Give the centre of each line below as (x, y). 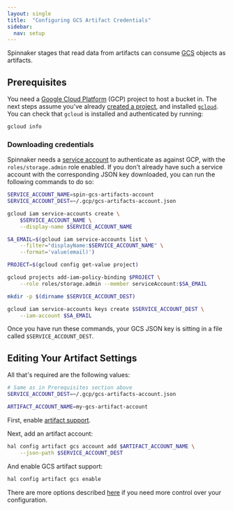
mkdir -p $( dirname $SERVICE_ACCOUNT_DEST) (72, 296)
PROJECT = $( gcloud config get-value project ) (73, 265)
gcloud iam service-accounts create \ (63, 213)
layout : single (29, 14)
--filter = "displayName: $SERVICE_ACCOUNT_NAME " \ (92, 246)
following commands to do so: (51, 182)
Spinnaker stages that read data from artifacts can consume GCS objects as (116, 53)
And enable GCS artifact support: (55, 466)
